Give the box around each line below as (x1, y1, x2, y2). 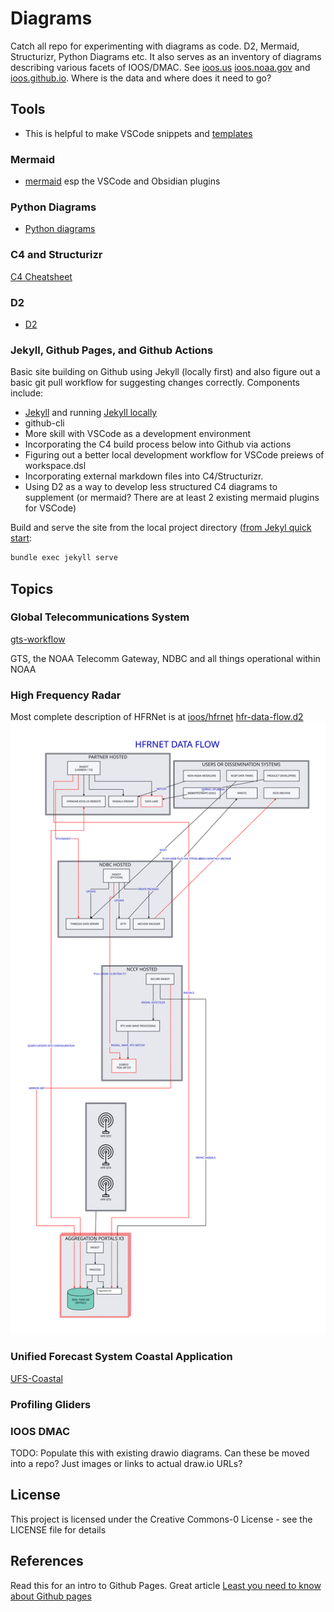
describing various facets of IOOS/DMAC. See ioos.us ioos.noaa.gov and (10, 61, 311, 73)
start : (10, 532, 33, 544)
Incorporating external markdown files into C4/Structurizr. (24, 470, 264, 482)
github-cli (24, 417, 65, 429)
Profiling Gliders (10, 1397, 92, 1411)
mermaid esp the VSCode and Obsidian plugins (24, 175, 221, 187)
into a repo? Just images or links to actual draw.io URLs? (10, 1457, 243, 1469)
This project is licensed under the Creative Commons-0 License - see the (10, 1513, 313, 1525)
